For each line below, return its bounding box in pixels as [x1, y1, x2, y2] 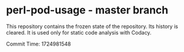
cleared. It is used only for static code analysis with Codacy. [6, 29, 152, 36]
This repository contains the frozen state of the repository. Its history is [6, 23, 178, 30]
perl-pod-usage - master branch [6, 4, 169, 17]
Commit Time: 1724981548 [6, 40, 71, 47]
